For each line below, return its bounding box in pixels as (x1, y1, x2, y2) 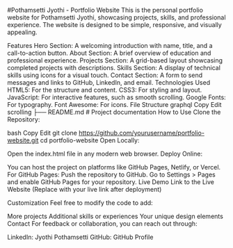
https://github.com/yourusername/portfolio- (79, 129, 205, 137)
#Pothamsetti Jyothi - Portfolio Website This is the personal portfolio (7, 6, 204, 14)
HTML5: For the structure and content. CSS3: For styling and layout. (7, 86, 202, 94)
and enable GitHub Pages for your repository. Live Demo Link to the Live (7, 178, 214, 186)
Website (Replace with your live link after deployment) (7, 185, 162, 193)
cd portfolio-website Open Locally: (40, 136, 140, 144)
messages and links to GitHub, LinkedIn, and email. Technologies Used (7, 78, 211, 86)
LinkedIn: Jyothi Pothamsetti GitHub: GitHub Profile (7, 233, 154, 241)
